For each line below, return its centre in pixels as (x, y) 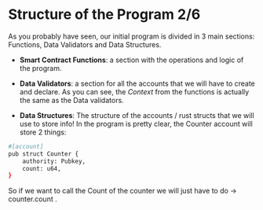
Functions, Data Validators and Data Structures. (85, 44)
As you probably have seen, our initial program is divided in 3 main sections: (131, 36)
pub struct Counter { (44, 154)
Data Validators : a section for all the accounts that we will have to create (137, 83)
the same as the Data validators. (71, 100)
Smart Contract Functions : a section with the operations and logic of (131, 60)
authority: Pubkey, (54, 161)
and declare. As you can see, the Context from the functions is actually (134, 91)
